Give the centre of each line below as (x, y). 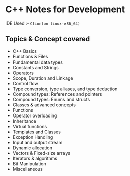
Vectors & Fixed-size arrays (41, 153)
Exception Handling (33, 137)
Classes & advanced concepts (44, 105)
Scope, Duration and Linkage (43, 78)
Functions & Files (30, 56)
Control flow (25, 83)
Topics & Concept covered (47, 39)
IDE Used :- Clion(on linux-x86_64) (43, 23)
